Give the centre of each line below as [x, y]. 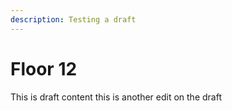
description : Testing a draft [73, 19]
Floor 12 [44, 68]
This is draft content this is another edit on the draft [116, 97]
